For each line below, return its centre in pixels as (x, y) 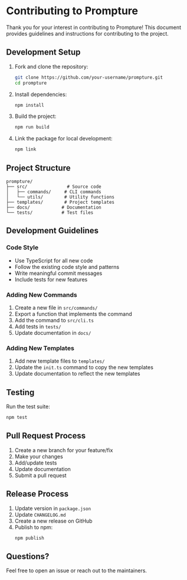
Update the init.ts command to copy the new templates (84, 367)
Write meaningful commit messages (58, 273)
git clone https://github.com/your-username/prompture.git (89, 77)
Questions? (28, 556)
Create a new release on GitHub (53, 521)
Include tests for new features (51, 279)
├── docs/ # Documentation (54, 207)
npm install (29, 105)
